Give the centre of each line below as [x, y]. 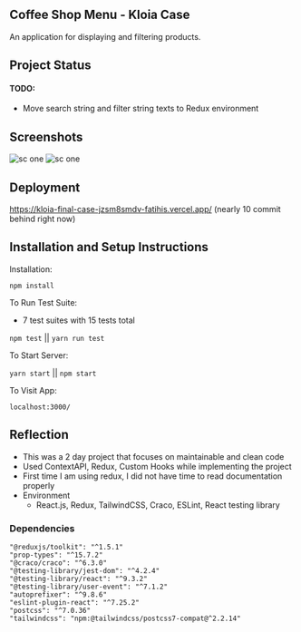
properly [39, 485]
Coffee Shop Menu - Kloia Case [100, 15]
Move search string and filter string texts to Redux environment [141, 109]
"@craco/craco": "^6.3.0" [58, 563]
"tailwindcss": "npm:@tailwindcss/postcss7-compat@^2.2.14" [126, 618]
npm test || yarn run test [57, 337]
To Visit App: [33, 390]
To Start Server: [39, 355]
